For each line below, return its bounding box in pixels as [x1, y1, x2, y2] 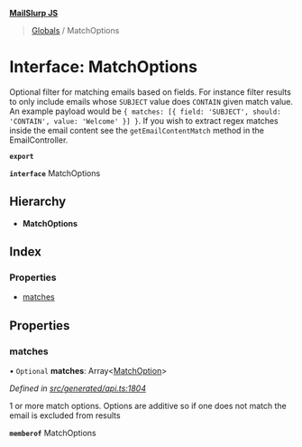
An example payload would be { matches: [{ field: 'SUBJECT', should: [9, 106, 281, 116]
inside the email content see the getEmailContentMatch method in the [9, 125, 264, 135]
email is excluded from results [9, 410, 121, 421]
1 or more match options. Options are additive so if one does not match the [9, 401, 287, 412]
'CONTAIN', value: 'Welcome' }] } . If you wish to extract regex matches [9, 115, 279, 126]
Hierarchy [9, 194, 67, 210]
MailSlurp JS [9, 8, 59, 18]
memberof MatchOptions [9, 428, 96, 439]
